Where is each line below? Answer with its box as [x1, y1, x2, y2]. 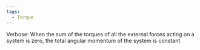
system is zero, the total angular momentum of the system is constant [6, 37, 181, 44]
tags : [6, 8, 20, 15]
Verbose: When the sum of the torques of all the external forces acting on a [6, 30, 195, 37]
